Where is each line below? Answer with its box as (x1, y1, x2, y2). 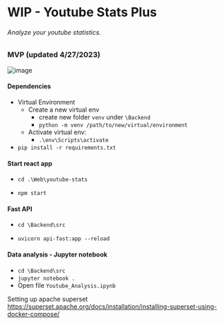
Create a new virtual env (28, 105, 100, 114)
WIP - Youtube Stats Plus (7, 4, 158, 20)
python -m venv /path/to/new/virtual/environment (38, 122, 188, 129)
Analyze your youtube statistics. (7, 28, 101, 36)
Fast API (7, 204, 33, 213)
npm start (17, 190, 47, 197)
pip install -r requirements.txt (17, 144, 117, 151)
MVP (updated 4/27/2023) (7, 50, 101, 60)
